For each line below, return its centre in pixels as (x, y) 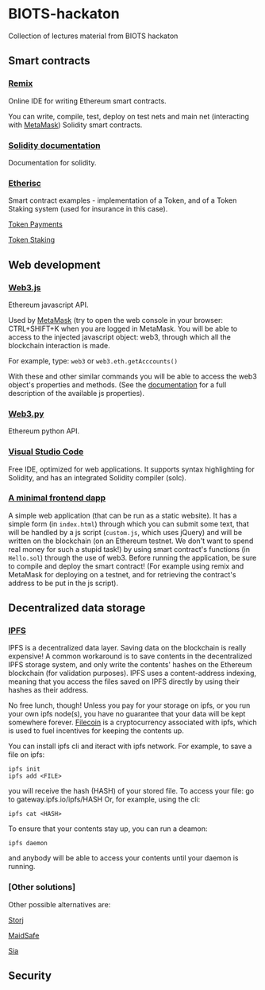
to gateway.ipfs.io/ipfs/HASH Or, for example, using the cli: (104, 799)
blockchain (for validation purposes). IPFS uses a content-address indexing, (132, 674)
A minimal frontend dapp (57, 498)
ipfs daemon (28, 844)
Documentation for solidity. (52, 162)
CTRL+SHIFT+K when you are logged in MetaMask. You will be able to (123, 328)
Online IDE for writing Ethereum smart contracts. (87, 101)
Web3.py (26, 413)
